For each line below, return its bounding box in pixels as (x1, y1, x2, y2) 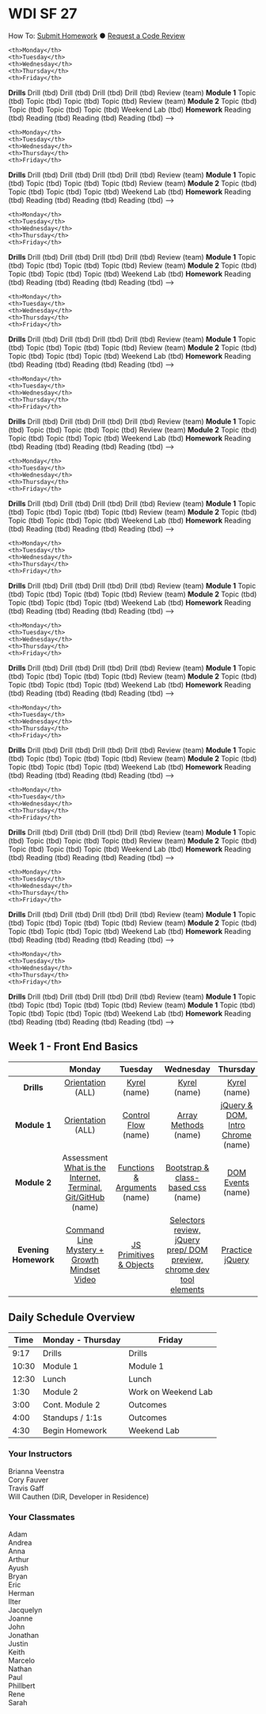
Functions (117, 1162, 155, 1173)
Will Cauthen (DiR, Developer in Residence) (8, 1491, 150, 1501)
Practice (221, 1244, 253, 1255)
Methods (170, 1119, 204, 1130)
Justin (8, 1639, 28, 1648)
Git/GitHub (65, 1191, 105, 1202)
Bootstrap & (165, 1162, 210, 1173)
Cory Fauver (8, 1475, 49, 1484)
